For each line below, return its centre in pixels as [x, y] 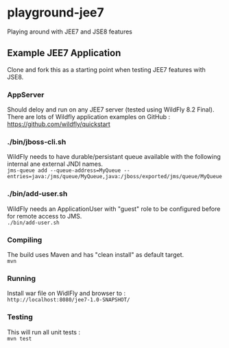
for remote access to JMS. [45, 216]
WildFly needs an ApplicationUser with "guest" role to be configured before [114, 209]
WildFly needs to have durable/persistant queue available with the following [114, 157]
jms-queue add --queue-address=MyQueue [64, 171]
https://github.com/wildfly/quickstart [59, 124]
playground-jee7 [56, 13]
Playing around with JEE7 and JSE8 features [70, 32]
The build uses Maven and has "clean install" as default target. [96, 254]
